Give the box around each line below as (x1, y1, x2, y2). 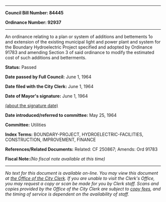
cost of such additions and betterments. (5, 55, 86, 60)
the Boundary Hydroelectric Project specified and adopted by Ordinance (5, 44, 153, 50)
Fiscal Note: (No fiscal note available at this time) (5, 156, 105, 161)
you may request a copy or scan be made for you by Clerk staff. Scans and (5, 181, 159, 186)
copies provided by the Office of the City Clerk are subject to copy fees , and (5, 186, 161, 192)
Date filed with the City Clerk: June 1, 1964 (5, 84, 94, 89)
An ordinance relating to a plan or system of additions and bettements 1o (5, 34, 153, 40)
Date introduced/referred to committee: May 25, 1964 (5, 112, 117, 118)
